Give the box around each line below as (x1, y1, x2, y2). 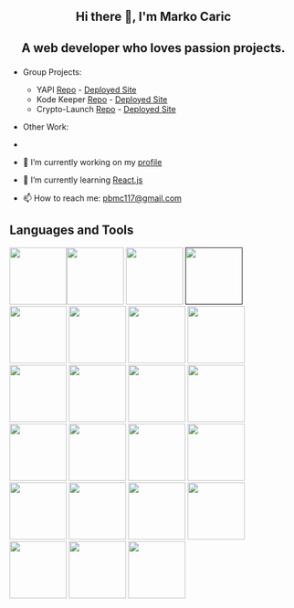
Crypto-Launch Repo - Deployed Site (36, 103, 176, 114)
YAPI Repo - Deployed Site (36, 84, 137, 95)
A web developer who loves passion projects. (21, 40, 286, 56)
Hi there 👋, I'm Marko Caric (75, 9, 232, 25)
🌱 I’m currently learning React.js (22, 174, 143, 185)
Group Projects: (22, 66, 82, 78)
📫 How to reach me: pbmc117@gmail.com (22, 193, 183, 204)
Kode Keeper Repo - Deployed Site (36, 93, 168, 105)
